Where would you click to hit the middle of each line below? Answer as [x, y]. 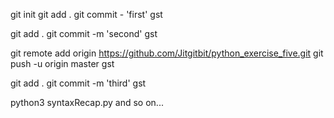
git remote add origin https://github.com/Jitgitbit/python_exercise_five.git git [167, 53]
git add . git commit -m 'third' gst [78, 83]
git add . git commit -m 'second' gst [84, 33]
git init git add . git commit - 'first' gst [86, 14]
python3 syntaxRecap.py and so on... [87, 102]
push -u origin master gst [62, 63]
